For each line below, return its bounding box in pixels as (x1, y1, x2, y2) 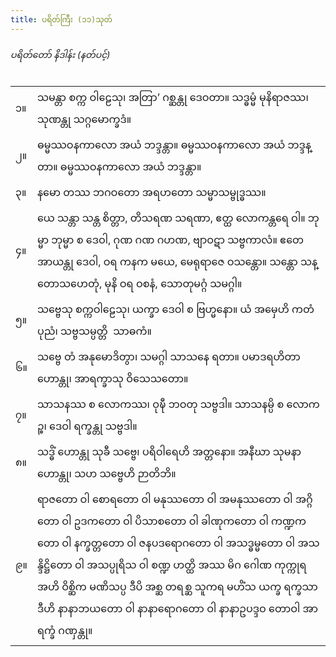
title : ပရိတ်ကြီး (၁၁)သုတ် (10, 14, 113, 25)
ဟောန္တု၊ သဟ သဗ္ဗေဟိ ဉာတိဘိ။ (36, 466, 177, 480)
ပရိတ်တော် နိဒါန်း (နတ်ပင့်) (10, 49, 111, 61)
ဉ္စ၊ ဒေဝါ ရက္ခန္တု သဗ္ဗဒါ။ (36, 419, 138, 433)
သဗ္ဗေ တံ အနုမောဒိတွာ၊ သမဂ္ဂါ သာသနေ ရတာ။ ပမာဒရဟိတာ (36, 349, 301, 363)
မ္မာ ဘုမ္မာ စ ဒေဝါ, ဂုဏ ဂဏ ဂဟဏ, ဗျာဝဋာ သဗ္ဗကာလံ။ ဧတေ (36, 232, 305, 246)
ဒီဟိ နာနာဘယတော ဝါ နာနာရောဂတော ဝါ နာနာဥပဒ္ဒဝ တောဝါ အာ (36, 601, 318, 615)
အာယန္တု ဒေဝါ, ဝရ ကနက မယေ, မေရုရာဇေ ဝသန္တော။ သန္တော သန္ (36, 254, 318, 268)
